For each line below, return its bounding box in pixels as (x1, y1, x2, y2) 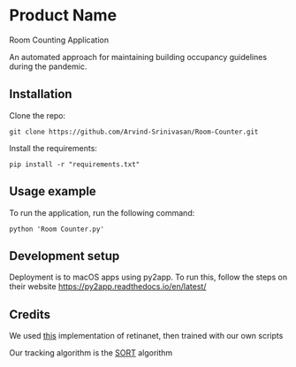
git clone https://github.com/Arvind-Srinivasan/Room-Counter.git (9, 127, 259, 136)
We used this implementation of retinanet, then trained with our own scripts (9, 331, 284, 341)
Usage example (9, 184, 97, 199)
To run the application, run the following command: (9, 207, 195, 218)
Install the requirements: (9, 142, 97, 153)
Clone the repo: (9, 110, 66, 120)
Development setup (9, 248, 120, 264)
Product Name (9, 5, 118, 26)
